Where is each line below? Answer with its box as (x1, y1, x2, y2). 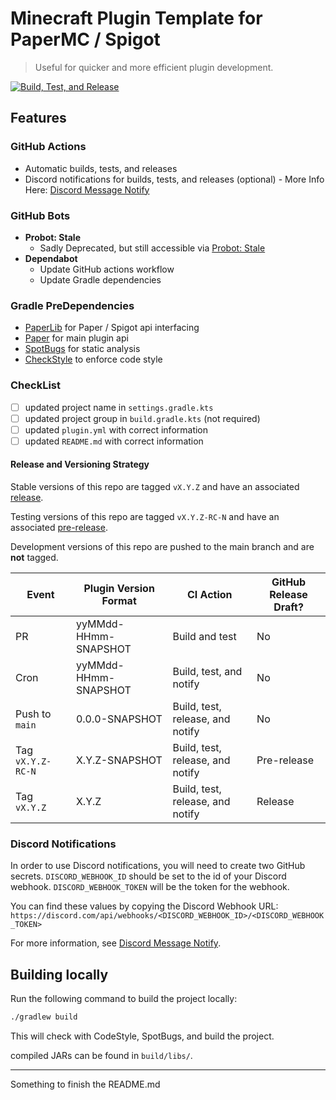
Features (10, 110, 67, 127)
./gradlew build (10, 1012, 78, 1022)
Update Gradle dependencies (39, 273, 162, 286)
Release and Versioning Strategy (10, 458, 150, 471)
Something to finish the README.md (10, 1078, 161, 1090)
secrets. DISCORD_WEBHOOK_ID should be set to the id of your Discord (10, 870, 287, 882)
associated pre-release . (10, 521, 108, 533)
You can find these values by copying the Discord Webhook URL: (10, 900, 279, 912)
